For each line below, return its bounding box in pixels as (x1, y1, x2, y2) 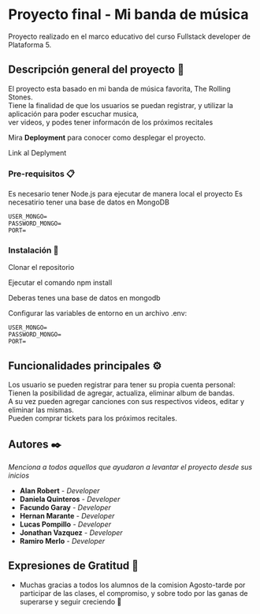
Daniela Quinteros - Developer (19, 494, 121, 504)
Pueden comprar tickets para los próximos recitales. (8, 414, 177, 423)
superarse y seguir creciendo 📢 (19, 597, 122, 606)
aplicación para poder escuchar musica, (8, 109, 139, 118)
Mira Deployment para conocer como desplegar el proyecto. (8, 133, 206, 142)
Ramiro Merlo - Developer (19, 536, 106, 545)
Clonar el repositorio (8, 263, 75, 272)
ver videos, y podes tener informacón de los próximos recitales (8, 117, 214, 127)
